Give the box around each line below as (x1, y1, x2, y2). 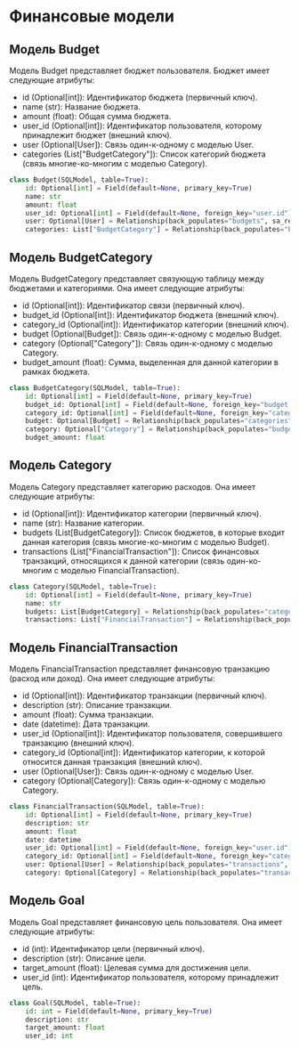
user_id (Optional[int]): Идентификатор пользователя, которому (21, 120, 263, 131)
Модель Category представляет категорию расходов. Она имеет (9, 481, 256, 492)
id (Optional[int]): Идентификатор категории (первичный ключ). (21, 508, 263, 518)
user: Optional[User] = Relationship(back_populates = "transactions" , (25, 860, 289, 869)
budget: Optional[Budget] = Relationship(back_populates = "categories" (25, 417, 293, 426)
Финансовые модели (9, 6, 175, 27)
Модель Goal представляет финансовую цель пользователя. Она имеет (9, 916, 283, 927)
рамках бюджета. (21, 366, 91, 377)
